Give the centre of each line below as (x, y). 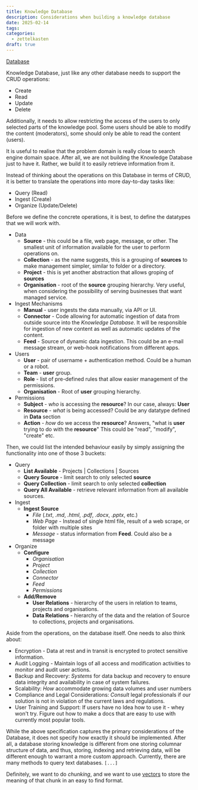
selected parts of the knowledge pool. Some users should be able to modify (98, 127)
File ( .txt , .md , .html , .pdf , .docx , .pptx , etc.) (85, 515)
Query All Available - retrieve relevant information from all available (106, 490)
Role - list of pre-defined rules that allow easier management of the (106, 379)
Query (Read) (31, 193)
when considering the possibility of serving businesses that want (103, 291)
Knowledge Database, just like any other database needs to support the (93, 73)
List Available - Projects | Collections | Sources (81, 471)
